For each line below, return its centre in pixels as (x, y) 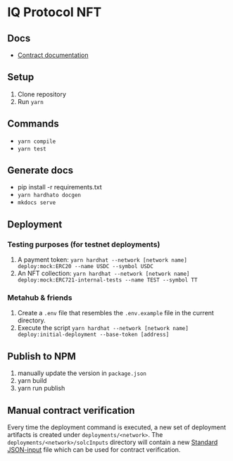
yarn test (32, 149)
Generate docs (40, 171)
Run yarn (30, 101)
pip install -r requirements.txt (59, 187)
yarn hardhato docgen (49, 195)
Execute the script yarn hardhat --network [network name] (103, 328)
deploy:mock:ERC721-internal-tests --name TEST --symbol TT (107, 280)
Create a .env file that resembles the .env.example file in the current (116, 313)
